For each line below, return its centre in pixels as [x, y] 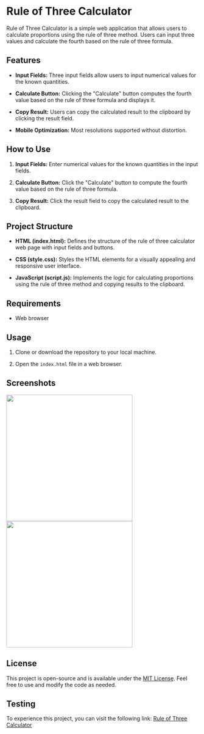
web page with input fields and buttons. [65, 248]
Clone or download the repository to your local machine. [86, 352]
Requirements [33, 303]
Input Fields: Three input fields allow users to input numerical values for [106, 75]
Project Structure [40, 226]
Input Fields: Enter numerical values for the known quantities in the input [107, 164]
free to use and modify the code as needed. [62, 684]
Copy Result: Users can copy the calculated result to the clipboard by [103, 112]
